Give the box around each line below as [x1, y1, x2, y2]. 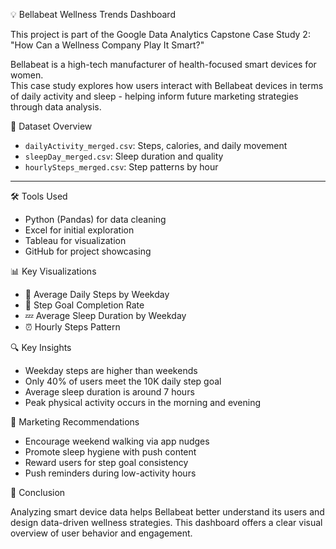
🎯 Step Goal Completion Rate [24, 299, 145, 311]
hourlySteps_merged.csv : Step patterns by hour [24, 161, 219, 173]
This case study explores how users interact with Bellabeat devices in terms [10, 80, 324, 91]
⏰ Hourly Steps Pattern [24, 321, 121, 333]
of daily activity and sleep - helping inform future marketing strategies [10, 90, 299, 102]
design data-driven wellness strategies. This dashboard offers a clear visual [10, 517, 323, 528]
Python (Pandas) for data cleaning [24, 214, 167, 225]
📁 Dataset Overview [10, 120, 93, 132]
